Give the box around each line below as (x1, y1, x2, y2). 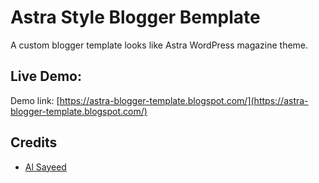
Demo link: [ (10, 94, 60, 106)
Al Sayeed (24, 161, 67, 173)
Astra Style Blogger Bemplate (10, 6, 261, 29)
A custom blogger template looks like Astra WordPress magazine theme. (10, 39, 309, 51)
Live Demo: (10, 68, 82, 85)
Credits (10, 134, 58, 151)
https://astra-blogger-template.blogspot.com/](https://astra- (59, 94, 309, 106)
